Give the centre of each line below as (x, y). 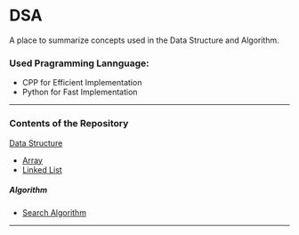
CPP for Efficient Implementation (82, 83)
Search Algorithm (54, 212)
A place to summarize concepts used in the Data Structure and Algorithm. (144, 40)
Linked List (42, 169)
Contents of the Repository (69, 124)
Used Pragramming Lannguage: (79, 63)
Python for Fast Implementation (80, 92)
